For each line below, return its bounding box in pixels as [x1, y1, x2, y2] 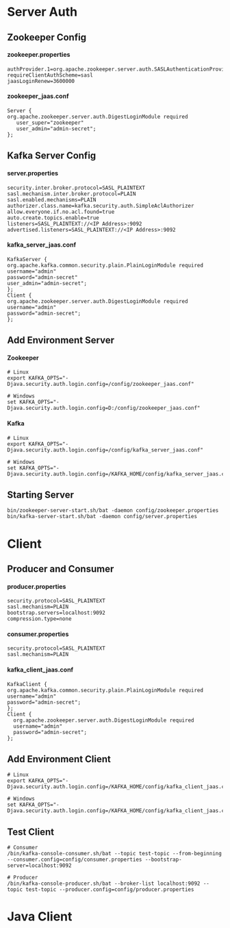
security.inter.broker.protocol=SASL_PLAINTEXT [7, 184, 146, 191]
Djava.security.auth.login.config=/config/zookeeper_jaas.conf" [7, 381, 194, 388]
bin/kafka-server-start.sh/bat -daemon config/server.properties [7, 513, 197, 520]
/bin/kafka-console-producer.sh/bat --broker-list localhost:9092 [7, 880, 201, 888]
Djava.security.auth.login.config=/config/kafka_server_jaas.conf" [7, 446, 204, 453]
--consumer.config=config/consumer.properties [7, 856, 142, 864]
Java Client [7, 909, 73, 925]
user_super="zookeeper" [16, 119, 84, 126]
